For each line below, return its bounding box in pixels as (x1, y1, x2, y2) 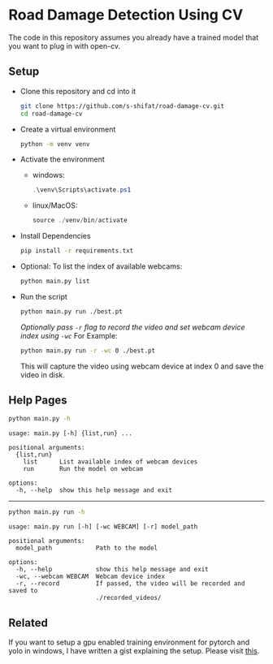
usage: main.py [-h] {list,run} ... (8, 429, 132, 438)
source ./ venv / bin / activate (32, 217, 128, 225)
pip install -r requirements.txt (19, 247, 134, 255)
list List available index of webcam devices (23, 458, 198, 466)
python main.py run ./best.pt (19, 307, 123, 316)
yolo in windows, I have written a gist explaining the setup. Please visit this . (8, 646, 260, 655)
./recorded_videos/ (95, 594, 162, 602)
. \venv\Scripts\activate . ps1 (32, 186, 132, 194)
